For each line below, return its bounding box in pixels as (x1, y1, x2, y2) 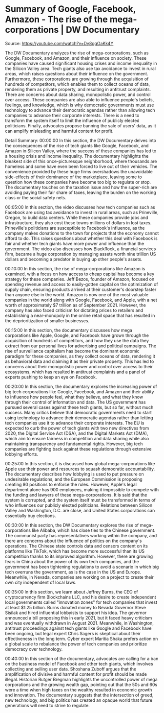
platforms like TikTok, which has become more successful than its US (5, 548, 145, 554)
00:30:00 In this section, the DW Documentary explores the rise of (5, 522, 139, 528)
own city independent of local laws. (5, 579, 77, 585)
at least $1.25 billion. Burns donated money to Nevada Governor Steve (5, 604, 146, 610)
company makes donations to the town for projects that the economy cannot (5, 230, 159, 236)
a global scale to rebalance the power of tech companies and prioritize (5, 641, 147, 647)
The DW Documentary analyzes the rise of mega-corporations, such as (5, 50, 149, 56)
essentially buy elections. (5, 513, 56, 519)
